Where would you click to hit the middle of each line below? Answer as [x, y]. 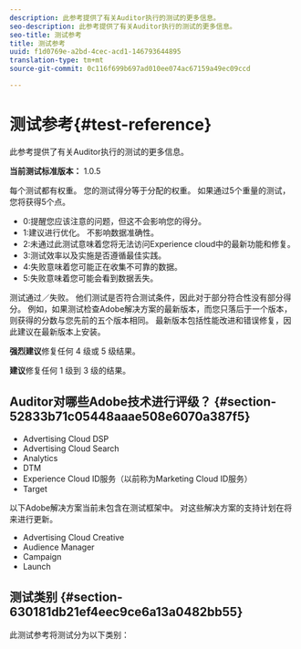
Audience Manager [58, 547]
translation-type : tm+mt [57, 60]
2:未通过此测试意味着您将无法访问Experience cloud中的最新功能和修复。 [159, 243]
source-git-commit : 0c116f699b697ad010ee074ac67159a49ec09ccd [130, 69]
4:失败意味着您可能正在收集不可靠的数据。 [102, 266]
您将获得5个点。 [40, 201]
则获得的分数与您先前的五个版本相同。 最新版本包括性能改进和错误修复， [146, 320]
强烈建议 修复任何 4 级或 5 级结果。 [75, 351]
